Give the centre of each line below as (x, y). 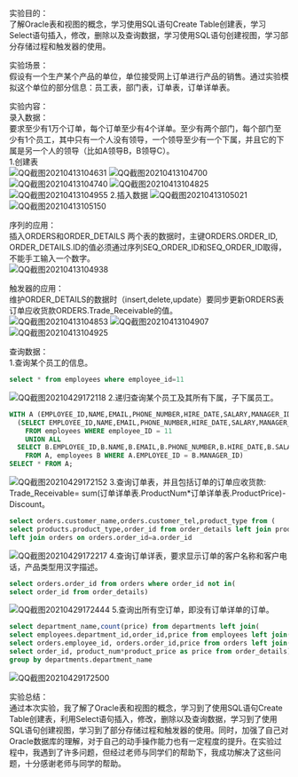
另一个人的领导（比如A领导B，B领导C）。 (99, 151)
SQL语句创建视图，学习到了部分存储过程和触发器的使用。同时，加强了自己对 (149, 730)
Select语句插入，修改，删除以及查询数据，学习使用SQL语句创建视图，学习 (145, 35)
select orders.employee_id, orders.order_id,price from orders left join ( (150, 643)
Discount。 (30, 504)
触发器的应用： (36, 288)
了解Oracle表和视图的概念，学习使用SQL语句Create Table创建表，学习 (137, 24)
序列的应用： (32, 225)
